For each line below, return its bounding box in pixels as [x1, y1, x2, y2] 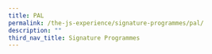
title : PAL [8, 11, 44, 20]
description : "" [8, 26, 62, 34]
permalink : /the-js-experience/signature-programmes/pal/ [8, 19, 204, 27]
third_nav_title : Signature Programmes [8, 33, 141, 42]
